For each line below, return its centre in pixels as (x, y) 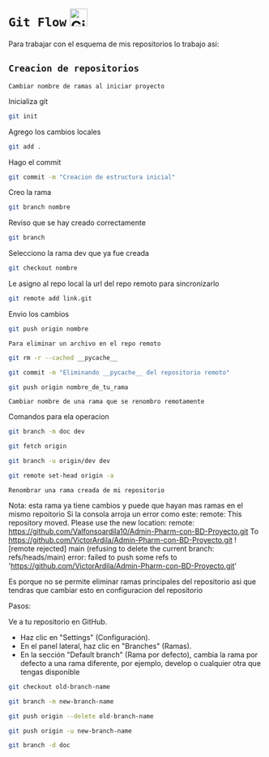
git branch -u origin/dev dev (60, 461)
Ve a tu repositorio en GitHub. (58, 621)
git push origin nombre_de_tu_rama (68, 387)
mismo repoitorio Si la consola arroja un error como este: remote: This (125, 514)
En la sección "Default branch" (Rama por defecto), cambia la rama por (139, 655)
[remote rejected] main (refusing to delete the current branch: (111, 548)
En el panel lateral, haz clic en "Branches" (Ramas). (106, 646)
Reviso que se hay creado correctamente (77, 223)
